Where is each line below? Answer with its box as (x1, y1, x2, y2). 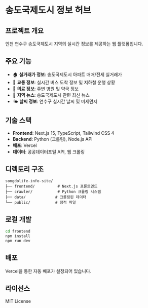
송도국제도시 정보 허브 (5, 5, 91, 16)
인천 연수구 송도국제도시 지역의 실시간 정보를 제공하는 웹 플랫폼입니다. (5, 41, 143, 47)
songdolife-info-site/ (5, 178, 53, 184)
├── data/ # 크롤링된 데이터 (5, 195, 87, 200)
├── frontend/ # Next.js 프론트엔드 (5, 184, 98, 189)
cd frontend (5, 229, 30, 234)
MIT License (5, 298, 31, 304)
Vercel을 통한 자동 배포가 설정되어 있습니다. (5, 268, 92, 274)
